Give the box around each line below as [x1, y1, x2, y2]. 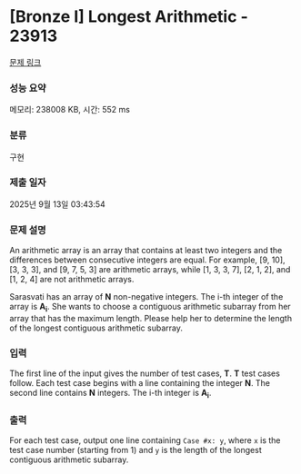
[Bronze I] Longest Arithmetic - [9, 6, 248, 27]
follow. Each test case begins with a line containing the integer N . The [9, 378, 271, 389]
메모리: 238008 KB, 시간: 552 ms [9, 104, 130, 115]
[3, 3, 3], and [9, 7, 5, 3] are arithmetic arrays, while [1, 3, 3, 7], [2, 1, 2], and [9, 264, 291, 275]
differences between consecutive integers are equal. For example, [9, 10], [9, 254, 286, 265]
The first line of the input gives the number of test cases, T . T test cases [9, 368, 280, 379]
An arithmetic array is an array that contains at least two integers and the [9, 245, 283, 256]
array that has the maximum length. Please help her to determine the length [9, 312, 293, 323]
